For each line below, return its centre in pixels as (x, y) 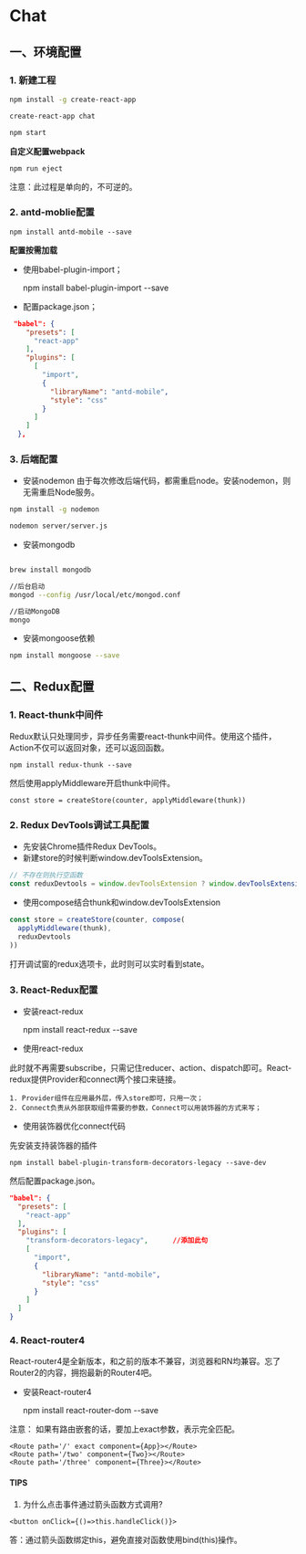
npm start (28, 132)
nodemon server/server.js (58, 526)
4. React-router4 (47, 1340)
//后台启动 (27, 586)
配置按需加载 (33, 250)
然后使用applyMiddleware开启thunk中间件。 (92, 783)
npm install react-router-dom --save (91, 1411)
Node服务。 (77, 492)
